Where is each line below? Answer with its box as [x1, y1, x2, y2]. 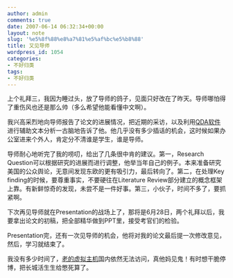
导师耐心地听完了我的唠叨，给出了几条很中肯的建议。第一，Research [7, 150, 205, 158]
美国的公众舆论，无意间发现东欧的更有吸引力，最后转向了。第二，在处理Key [7, 167, 225, 175]
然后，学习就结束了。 [7, 240, 68, 248]
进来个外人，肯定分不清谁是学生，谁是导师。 [19, 135, 147, 144]
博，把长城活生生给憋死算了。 [7, 263, 92, 272]
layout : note [7, 29, 45, 37]
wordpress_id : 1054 [7, 49, 64, 56]
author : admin [7, 10, 49, 17]
